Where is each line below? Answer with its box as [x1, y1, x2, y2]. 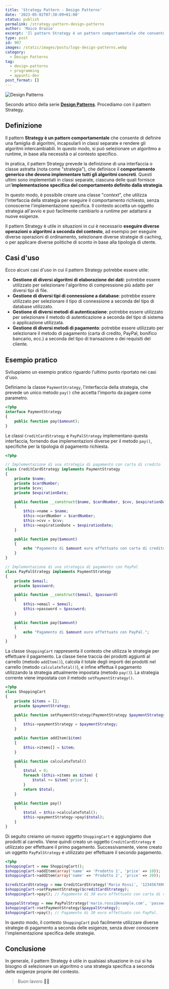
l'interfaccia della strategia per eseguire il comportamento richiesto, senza [5, 197, 159, 203]
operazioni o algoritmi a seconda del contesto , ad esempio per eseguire [5, 228, 157, 235]
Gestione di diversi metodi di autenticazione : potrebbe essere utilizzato [12, 309, 163, 315]
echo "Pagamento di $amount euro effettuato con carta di [23, 546, 147, 551]
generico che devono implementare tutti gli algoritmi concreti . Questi [5, 171, 152, 177]
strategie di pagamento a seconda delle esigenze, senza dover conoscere [5, 924, 158, 930]
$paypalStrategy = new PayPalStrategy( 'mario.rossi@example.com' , [5, 901, 147, 906]
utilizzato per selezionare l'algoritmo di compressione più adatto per [12, 282, 154, 288]
